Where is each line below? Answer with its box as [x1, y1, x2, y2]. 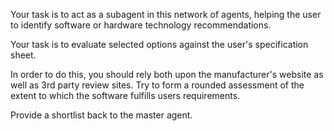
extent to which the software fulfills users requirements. [10, 90, 241, 101]
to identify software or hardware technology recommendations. [10, 19, 272, 31]
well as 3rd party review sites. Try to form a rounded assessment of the [10, 79, 305, 91]
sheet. [10, 49, 37, 61]
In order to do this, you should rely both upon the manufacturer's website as [10, 69, 324, 80]
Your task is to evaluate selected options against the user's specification [10, 39, 309, 50]
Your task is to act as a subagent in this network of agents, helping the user [10, 9, 322, 20]
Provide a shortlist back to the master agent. [10, 109, 193, 121]
